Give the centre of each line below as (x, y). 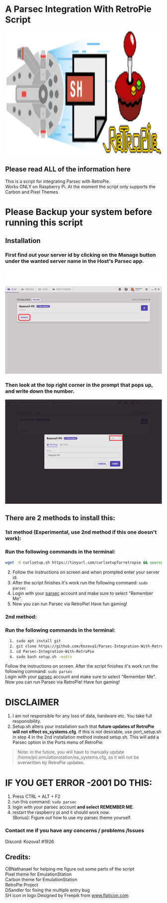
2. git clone (23, 646)
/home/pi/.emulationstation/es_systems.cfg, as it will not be (78, 757)
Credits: (18, 857)
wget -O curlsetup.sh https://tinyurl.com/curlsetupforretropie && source (84, 563)
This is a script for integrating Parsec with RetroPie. (58, 181)
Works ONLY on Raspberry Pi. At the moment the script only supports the (80, 186)
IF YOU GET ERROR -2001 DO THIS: (79, 783)
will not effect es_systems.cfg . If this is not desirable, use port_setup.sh (87, 732)
